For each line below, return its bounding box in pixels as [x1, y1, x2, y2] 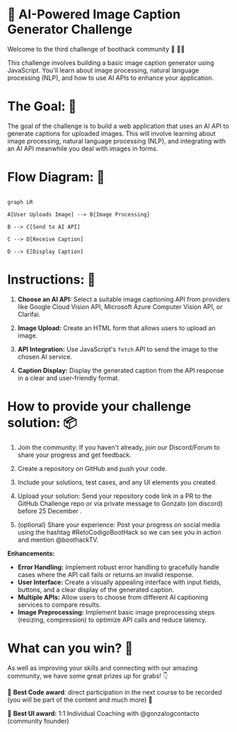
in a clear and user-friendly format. [17, 373, 120, 382]
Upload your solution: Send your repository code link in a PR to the [17, 492, 212, 500]
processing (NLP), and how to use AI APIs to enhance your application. [7, 74, 214, 82]
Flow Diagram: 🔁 [7, 169, 105, 185]
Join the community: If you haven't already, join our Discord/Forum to [17, 443, 221, 451]
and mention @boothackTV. [17, 535, 99, 544]
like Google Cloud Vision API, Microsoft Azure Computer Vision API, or [17, 302, 223, 310]
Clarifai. [17, 310, 41, 318]
